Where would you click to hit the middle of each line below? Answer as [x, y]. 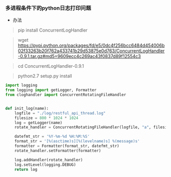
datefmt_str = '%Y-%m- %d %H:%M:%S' [52, 137]
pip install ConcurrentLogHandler [53, 30]
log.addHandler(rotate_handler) [49, 160]
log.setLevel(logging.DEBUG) [45, 165]
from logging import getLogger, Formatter [51, 90]
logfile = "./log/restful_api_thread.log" [60, 113]
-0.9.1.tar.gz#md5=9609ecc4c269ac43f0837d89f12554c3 [79, 56]
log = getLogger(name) [38, 123]
